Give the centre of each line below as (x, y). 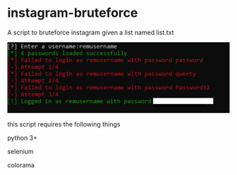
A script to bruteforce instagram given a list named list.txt (91, 32)
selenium (20, 151)
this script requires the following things (64, 124)
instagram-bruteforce (73, 13)
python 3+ (22, 138)
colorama (21, 165)
